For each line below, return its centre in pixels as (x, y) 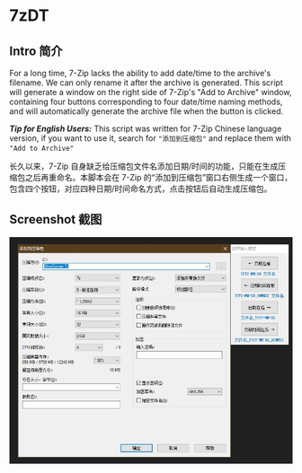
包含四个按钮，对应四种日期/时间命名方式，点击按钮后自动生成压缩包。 (141, 188)
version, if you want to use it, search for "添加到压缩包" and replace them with (151, 138)
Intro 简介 (36, 51)
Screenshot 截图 (56, 219)
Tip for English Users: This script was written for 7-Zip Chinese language (146, 128)
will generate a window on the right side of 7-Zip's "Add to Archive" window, (151, 92)
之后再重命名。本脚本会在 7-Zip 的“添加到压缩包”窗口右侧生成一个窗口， (159, 177)
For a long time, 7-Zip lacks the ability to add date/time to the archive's (140, 73)
